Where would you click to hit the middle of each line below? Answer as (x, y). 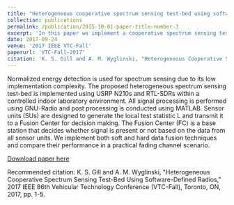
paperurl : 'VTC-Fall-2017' (46, 53)
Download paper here (38, 158)
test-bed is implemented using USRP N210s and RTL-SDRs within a (103, 93)
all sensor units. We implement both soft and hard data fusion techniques (112, 138)
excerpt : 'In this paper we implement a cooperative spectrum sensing (112, 33)
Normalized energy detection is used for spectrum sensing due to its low (111, 79)
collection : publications (45, 20)
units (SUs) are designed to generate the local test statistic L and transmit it (116, 115)
